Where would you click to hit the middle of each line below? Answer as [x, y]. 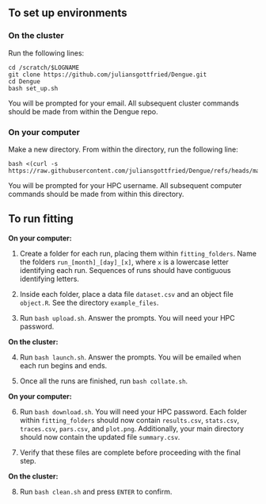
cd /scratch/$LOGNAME [44, 67]
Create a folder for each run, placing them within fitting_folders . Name [138, 253]
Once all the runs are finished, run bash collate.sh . [104, 381]
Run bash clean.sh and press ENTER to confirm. [96, 491]
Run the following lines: [46, 53]
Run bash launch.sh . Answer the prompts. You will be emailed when [130, 357]
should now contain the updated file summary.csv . [100, 437]
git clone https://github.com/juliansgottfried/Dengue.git [108, 75]
